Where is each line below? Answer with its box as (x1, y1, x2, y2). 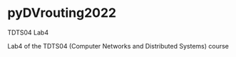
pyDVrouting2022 (7, 5, 116, 21)
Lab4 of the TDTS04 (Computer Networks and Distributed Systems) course (7, 42, 230, 50)
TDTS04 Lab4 (7, 28, 48, 37)
